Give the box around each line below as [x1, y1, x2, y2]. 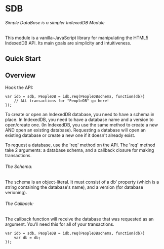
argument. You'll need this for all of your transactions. [5, 221, 115, 227]
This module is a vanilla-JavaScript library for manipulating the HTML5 [5, 35, 149, 41]
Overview [5, 71, 36, 80]
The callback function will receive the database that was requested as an [5, 216, 154, 222]
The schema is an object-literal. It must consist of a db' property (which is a [5, 179, 159, 185]
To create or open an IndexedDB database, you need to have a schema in [5, 111, 155, 117]
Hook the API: [5, 84, 34, 90]
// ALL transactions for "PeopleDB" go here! [14, 98, 110, 103]
